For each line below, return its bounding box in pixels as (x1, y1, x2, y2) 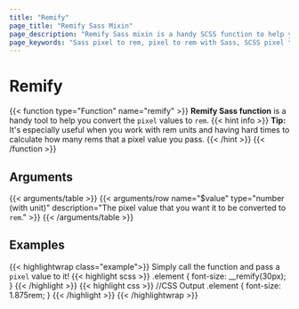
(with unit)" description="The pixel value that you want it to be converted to (9, 202, 287, 213)
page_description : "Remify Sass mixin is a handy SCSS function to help (9, 29, 285, 38)
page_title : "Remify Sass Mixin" (9, 21, 133, 30)
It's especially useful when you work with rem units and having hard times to (9, 125, 290, 135)
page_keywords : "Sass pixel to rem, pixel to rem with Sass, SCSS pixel (9, 37, 285, 47)
